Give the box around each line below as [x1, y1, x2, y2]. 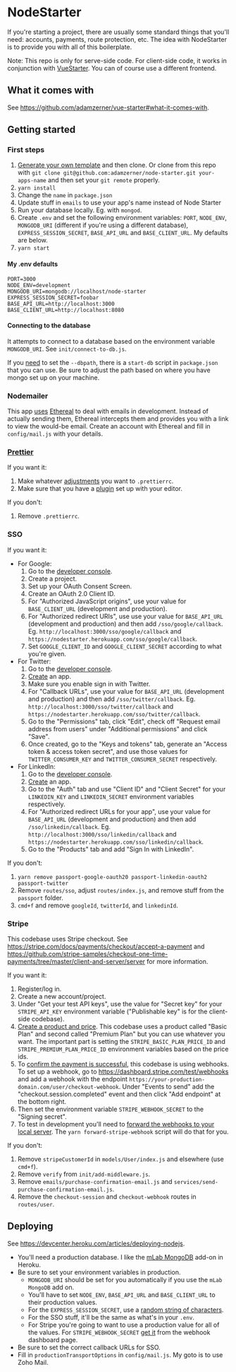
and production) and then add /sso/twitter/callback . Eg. [27, 694, 196, 703]
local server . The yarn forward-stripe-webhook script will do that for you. [17, 1127, 229, 1136]
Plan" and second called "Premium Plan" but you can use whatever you [17, 1030, 225, 1038]
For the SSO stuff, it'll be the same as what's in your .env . [27, 1313, 195, 1321]
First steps [7, 145, 44, 155]
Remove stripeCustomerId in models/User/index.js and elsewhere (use [17, 1155, 224, 1163]
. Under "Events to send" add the [118, 1083, 215, 1091]
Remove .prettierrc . [17, 512, 80, 521]
